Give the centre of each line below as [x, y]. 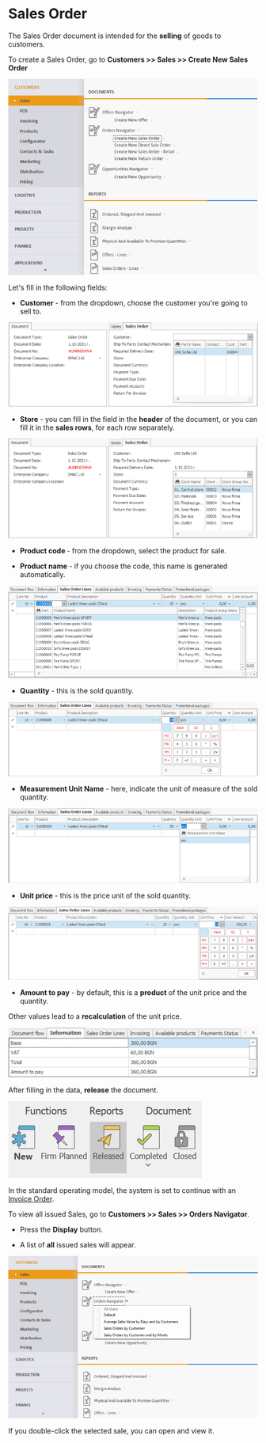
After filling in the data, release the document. [83, 1090]
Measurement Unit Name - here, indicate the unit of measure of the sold [139, 789]
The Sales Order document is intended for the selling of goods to [115, 36]
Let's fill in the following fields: [58, 288]
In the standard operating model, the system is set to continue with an [122, 1190]
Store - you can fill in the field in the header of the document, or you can [139, 420]
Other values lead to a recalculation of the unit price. [95, 1016]
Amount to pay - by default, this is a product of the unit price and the [133, 993]
